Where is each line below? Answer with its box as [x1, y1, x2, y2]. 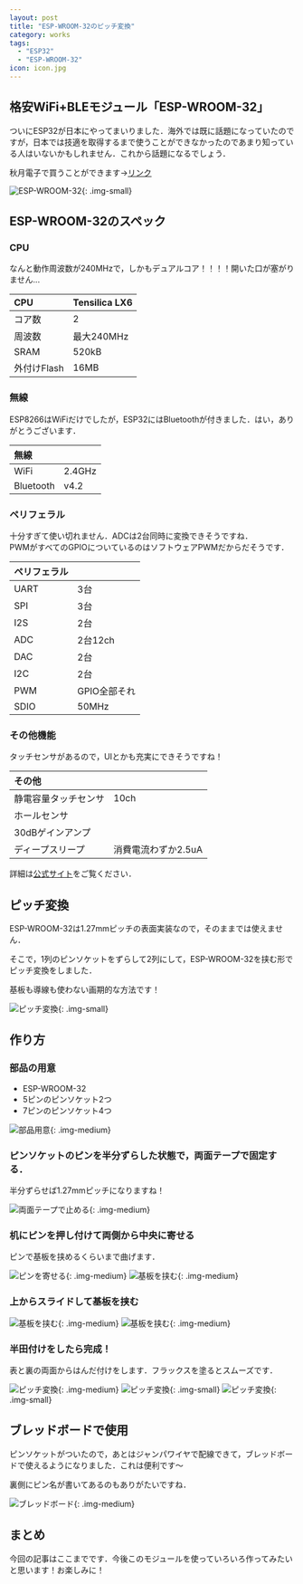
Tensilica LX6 [72, 296, 133, 309]
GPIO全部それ [77, 684, 136, 697]
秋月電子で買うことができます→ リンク [9, 167, 152, 177]
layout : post [9, 13, 59, 23]
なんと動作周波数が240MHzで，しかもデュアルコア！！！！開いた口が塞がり [9, 263, 295, 274]
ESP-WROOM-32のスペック [9, 214, 166, 229]
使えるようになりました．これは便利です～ [24, 1459, 184, 1471]
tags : [9, 38, 30, 48]
